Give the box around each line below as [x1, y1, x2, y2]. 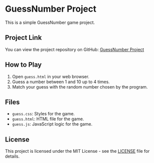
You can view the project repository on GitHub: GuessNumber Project [5, 46, 144, 52]
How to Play [5, 61, 42, 69]
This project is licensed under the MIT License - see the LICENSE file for [5, 148, 150, 154]
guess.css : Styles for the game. [12, 111, 75, 117]
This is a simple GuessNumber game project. [5, 19, 95, 25]
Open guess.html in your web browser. [12, 73, 90, 79]
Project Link [5, 34, 42, 42]
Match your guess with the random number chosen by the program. [12, 84, 148, 90]
